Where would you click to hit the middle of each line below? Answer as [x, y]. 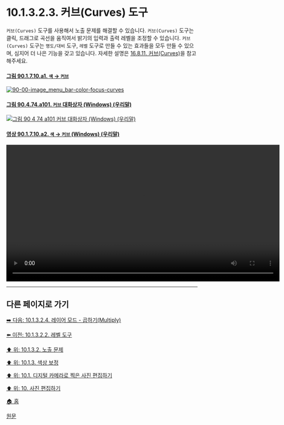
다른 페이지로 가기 [38, 304]
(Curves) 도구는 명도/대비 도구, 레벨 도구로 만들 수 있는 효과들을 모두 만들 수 [95, 46]
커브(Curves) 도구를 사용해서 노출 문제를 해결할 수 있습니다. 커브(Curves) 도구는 [100, 30]
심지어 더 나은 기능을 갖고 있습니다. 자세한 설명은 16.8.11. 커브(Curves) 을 [100, 53]
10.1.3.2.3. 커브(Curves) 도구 [77, 12]
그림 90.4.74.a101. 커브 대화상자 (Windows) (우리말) [69, 104]
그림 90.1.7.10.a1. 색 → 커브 [38, 76]
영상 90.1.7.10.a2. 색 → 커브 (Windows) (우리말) [63, 134]
